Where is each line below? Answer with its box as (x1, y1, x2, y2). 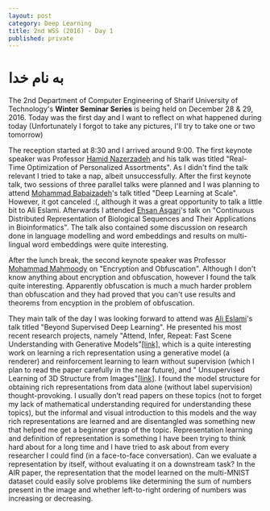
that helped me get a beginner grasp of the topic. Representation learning (8, 425, 253, 435)
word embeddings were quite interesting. (31, 239, 169, 250)
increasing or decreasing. (8, 493, 93, 504)
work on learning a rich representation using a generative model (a (8, 348, 230, 358)
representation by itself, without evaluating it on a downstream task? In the (8, 459, 255, 469)
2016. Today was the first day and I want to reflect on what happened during (8, 113, 262, 123)
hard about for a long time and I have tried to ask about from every (8, 442, 230, 452)
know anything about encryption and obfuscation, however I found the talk (8, 272, 256, 282)
